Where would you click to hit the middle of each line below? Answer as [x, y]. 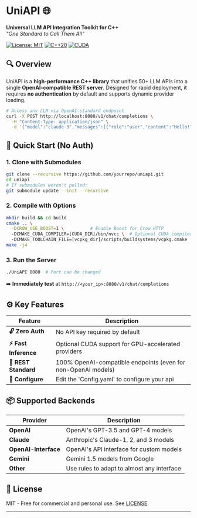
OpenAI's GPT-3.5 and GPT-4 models [119, 430]
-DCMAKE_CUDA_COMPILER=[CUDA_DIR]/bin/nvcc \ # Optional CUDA [90, 234]
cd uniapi [18, 180]
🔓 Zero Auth [27, 331]
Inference [23, 353]
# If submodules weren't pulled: [47, 185]
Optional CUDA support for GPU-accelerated [118, 344]
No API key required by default [98, 332]
